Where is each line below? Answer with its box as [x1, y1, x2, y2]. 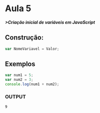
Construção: [5, 34, 44, 42]
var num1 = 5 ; [5, 73, 34, 78]
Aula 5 [5, 3, 31, 14]
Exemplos [5, 59, 35, 68]
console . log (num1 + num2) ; [5, 82, 59, 87]
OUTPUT [5, 93, 26, 100]
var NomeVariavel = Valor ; [5, 46, 59, 51]
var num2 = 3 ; [5, 77, 34, 82]
